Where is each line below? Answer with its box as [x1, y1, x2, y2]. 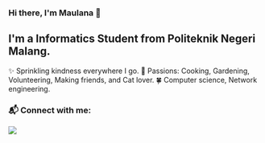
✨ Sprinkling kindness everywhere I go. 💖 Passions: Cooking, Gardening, [8, 66, 250, 76]
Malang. [8, 44, 51, 59]
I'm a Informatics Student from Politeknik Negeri [8, 32, 256, 46]
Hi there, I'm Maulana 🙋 [8, 7, 101, 18]
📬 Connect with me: [8, 104, 91, 116]
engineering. [8, 84, 51, 93]
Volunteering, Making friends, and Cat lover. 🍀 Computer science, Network [8, 75, 258, 84]
